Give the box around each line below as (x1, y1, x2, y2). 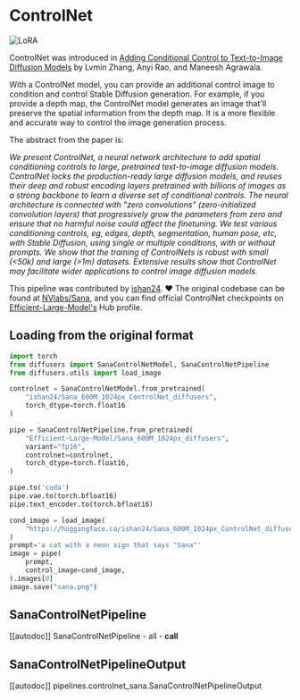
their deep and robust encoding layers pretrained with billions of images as (9, 180, 287, 190)
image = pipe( (9, 549, 62, 559)
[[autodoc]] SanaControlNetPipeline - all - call (9, 631, 179, 642)
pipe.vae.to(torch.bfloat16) (9, 492, 118, 501)
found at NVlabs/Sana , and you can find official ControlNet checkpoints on (9, 292, 284, 303)
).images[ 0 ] (9, 574, 54, 583)
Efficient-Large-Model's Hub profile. (9, 301, 143, 313)
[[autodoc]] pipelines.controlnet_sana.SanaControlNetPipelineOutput (9, 680, 262, 691)
